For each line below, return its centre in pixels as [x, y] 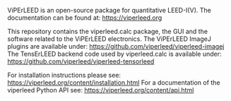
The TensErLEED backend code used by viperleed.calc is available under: [114, 54]
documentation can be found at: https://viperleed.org [85, 18]
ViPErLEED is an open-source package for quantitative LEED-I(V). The [109, 10]
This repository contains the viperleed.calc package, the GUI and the [108, 31]
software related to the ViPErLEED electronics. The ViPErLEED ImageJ [109, 39]
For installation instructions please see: [64, 75]
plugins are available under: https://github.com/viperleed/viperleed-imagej [116, 46]
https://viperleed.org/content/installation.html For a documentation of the [114, 83]
